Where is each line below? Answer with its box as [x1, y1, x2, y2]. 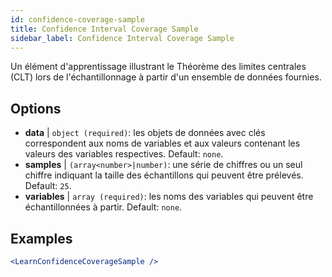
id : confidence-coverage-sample [10, 14, 145, 25]
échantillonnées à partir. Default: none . [24, 201, 183, 213]
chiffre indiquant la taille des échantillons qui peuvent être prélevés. [24, 169, 304, 181]
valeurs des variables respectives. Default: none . [24, 148, 224, 160]
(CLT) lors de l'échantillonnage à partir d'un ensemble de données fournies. [10, 71, 322, 83]
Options [10, 100, 62, 117]
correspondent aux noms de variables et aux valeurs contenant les [24, 137, 301, 150]
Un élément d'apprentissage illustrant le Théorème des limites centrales [10, 61, 307, 73]
